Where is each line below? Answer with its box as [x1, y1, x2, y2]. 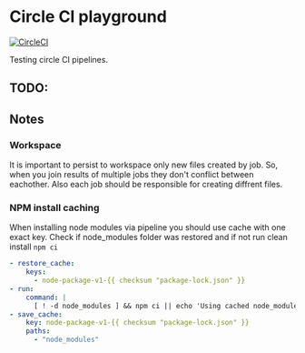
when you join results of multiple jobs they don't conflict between [9, 169, 254, 180]
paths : [25, 327, 51, 336]
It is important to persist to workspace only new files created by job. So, [9, 159, 279, 170]
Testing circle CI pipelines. [9, 54, 109, 65]
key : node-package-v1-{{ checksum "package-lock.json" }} [25, 318, 250, 328]
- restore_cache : [9, 259, 75, 268]
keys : [25, 267, 47, 277]
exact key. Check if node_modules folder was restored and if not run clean [9, 232, 288, 243]
